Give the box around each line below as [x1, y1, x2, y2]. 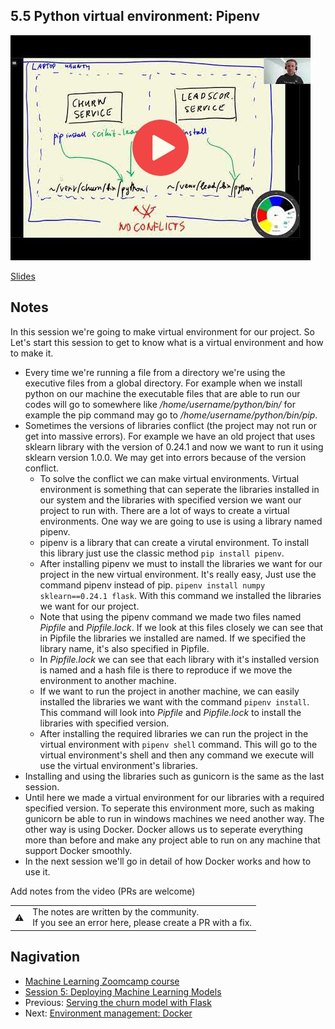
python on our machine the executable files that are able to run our [24, 387, 301, 399]
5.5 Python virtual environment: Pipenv [10, 8, 260, 25]
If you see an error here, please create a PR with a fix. [32, 917, 253, 929]
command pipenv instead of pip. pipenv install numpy [39, 579, 266, 591]
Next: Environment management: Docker [24, 1007, 193, 1019]
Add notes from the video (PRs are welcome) [10, 885, 196, 897]
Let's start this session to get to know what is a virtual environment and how [10, 336, 324, 348]
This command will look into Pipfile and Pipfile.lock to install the [39, 706, 302, 718]
